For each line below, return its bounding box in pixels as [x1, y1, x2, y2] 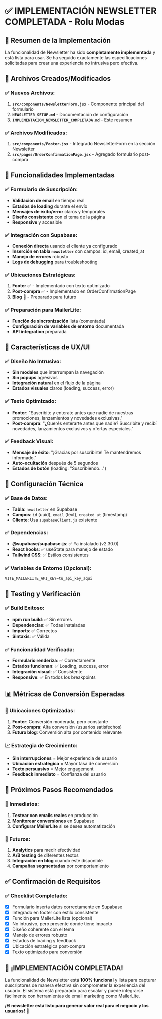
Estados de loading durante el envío [12, 203, 88, 209]
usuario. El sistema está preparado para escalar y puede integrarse [5, 988, 143, 994]
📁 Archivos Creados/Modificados [5, 74, 111, 83]
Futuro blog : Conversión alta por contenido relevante [12, 729, 122, 735]
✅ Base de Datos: [5, 495, 48, 502]
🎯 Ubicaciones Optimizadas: [5, 707, 75, 714]
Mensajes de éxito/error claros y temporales [12, 208, 106, 214]
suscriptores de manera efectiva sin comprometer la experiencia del [5, 982, 146, 988]
